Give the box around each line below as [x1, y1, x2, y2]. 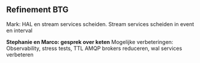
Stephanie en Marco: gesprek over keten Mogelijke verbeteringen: [6, 38, 173, 45]
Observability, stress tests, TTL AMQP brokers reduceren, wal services [6, 45, 183, 52]
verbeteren [6, 51, 34, 58]
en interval [6, 27, 33, 34]
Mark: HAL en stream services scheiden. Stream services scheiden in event [6, 20, 195, 27]
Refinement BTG [6, 5, 69, 15]
